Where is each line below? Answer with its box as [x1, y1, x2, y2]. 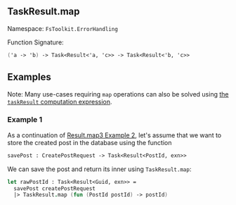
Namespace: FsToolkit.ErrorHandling [7, 24, 118, 32]
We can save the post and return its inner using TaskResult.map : [7, 165, 192, 173]
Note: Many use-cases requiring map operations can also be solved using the [7, 89, 229, 98]
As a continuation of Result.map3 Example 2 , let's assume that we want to [7, 130, 222, 139]
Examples [7, 71, 51, 83]
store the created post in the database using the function [7, 138, 172, 147]
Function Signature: [7, 38, 65, 46]
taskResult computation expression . [7, 97, 112, 106]
